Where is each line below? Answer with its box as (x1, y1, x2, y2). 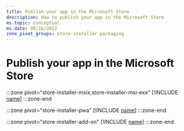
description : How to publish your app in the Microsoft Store (6, 14, 164, 20)
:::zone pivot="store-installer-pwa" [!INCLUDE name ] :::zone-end (6, 107, 167, 114)
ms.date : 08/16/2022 (6, 25, 58, 32)
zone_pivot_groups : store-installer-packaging (6, 31, 124, 37)
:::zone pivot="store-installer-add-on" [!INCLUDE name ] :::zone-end (6, 118, 174, 126)
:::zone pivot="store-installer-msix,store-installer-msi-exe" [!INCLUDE (6, 89, 179, 96)
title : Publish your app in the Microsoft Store (6, 8, 130, 15)
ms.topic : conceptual (6, 20, 60, 26)
